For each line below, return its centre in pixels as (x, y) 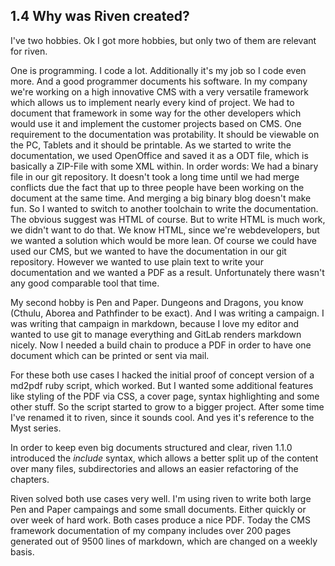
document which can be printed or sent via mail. (110, 355)
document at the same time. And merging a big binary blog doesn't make (161, 198)
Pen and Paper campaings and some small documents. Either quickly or (158, 509)
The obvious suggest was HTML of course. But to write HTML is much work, (168, 219)
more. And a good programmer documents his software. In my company (159, 81)
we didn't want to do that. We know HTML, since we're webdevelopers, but (165, 230)
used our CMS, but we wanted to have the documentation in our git (148, 251)
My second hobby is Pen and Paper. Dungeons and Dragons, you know (157, 302)
